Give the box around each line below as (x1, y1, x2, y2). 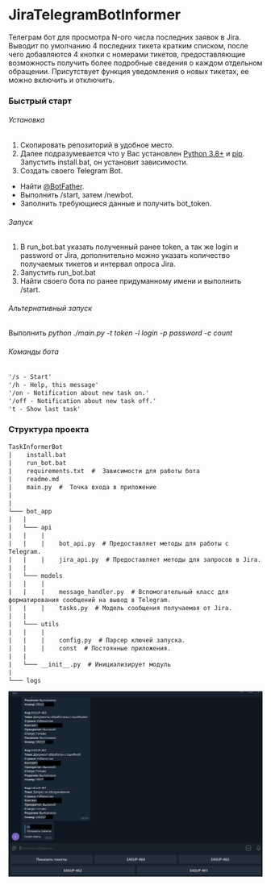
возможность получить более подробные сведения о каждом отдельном (8, 58, 263, 68)
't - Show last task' (8, 405, 81, 413)
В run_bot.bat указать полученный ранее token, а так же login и (19, 242, 239, 251)
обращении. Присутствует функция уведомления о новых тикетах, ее (8, 66, 249, 76)
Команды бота (8, 347, 59, 356)
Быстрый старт (8, 95, 73, 106)
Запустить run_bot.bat (19, 268, 96, 277)
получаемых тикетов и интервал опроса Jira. (19, 260, 176, 269)
